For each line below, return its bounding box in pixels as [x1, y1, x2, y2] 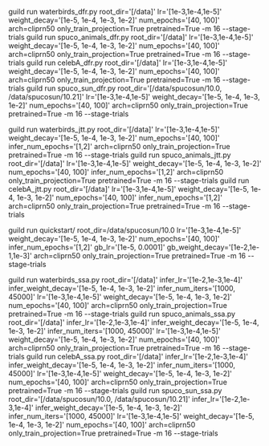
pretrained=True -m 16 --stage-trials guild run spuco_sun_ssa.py [8, 386, 222, 395]
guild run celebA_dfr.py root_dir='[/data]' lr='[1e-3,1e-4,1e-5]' [26, 58, 227, 67]
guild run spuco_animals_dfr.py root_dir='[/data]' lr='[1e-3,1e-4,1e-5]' [26, 32, 254, 42]
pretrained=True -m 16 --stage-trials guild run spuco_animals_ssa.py [8, 309, 235, 318]
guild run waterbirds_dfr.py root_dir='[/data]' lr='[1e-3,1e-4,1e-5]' [8, 7, 222, 16]
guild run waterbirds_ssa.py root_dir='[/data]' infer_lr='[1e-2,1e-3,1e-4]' [8, 275, 243, 284]
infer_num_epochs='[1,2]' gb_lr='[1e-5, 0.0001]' [8, 242, 165, 252]
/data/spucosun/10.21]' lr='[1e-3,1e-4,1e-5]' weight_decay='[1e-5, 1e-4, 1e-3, [8, 92, 260, 101]
